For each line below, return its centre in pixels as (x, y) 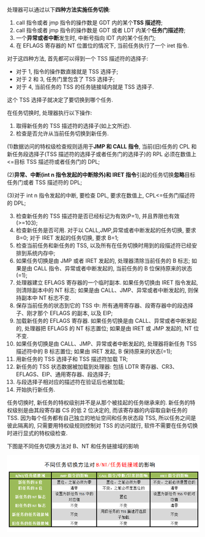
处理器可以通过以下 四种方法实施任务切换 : (59, 9)
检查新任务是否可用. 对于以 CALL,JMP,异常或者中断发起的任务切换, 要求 (106, 230)
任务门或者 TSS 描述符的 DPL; (44, 182)
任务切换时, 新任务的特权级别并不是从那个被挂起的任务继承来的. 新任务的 (99, 402)
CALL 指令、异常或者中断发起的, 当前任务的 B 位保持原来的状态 (113, 268)
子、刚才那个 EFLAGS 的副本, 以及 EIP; (64, 313)
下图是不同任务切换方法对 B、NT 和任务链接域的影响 (73, 446)
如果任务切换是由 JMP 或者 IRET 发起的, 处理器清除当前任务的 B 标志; (103, 261)
